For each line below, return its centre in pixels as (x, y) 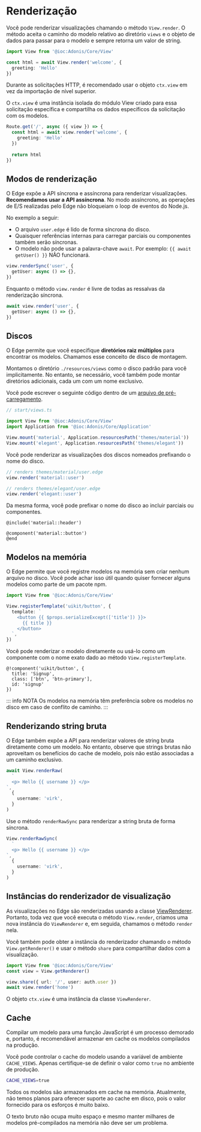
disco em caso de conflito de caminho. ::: (57, 707)
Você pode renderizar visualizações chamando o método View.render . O (96, 28)
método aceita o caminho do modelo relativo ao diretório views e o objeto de (100, 34)
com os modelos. (28, 116)
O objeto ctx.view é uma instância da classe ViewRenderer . (79, 999)
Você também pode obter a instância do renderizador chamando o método (99, 942)
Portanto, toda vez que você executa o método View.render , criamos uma (97, 917)
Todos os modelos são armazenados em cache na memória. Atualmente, (96, 1092)
